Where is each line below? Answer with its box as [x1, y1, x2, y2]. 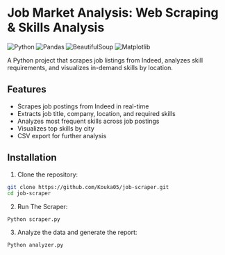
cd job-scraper [7, 190, 51, 197]
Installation [7, 151, 57, 164]
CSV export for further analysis [17, 131, 107, 140]
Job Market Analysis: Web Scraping [7, 5, 219, 21]
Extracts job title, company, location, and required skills [17, 109, 176, 117]
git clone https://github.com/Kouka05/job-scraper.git [7, 183, 169, 190]
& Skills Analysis [7, 19, 105, 35]
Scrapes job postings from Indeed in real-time [17, 102, 149, 110]
